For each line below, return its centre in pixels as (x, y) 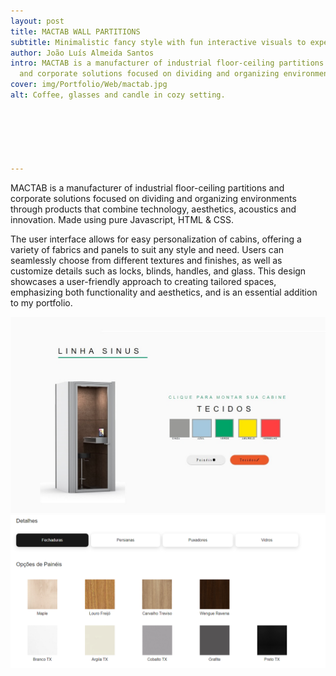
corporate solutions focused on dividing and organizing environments (153, 198)
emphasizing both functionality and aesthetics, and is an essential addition (164, 292)
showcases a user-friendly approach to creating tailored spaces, (143, 281)
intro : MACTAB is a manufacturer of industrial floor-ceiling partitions (167, 63)
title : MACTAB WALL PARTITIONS (75, 31)
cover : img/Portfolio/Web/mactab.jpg (89, 85)
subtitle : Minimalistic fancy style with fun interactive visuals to (158, 42)
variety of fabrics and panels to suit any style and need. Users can (147, 249)
